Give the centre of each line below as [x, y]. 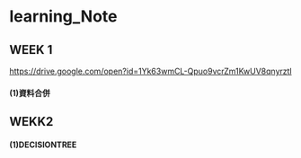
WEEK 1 [31, 50]
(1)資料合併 [30, 92]
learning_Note [63, 17]
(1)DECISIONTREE [43, 145]
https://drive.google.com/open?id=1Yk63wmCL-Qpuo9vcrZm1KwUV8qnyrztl [150, 71]
